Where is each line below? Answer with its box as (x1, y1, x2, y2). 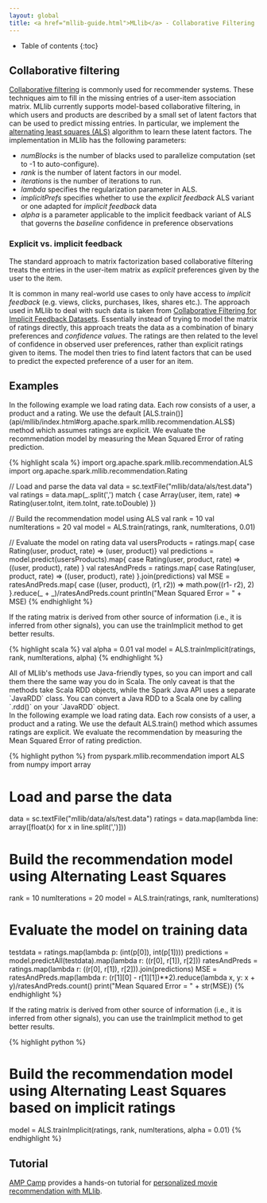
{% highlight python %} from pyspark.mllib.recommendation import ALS (9, 752, 245, 761)
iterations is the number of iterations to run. (20, 176, 164, 186)
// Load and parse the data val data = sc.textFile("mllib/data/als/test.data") (9, 482, 253, 491)
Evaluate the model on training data (9, 921, 249, 939)
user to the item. (9, 273, 63, 283)
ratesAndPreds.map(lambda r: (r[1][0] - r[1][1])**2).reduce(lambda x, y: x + (9, 973, 255, 982)
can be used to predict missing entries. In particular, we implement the (9, 118, 240, 128)
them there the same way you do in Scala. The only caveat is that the (9, 677, 235, 687)
